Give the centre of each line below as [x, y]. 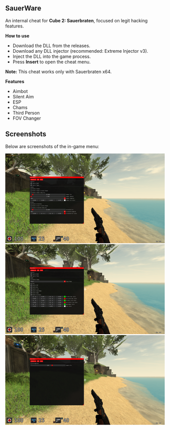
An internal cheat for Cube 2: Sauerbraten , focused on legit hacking [76, 20]
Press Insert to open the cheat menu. [52, 62]
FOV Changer [27, 118]
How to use [17, 35]
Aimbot [20, 91]
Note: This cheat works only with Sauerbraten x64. [59, 71]
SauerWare [23, 8]
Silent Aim [23, 96]
